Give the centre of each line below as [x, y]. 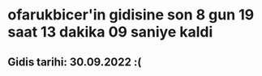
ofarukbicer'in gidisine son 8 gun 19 [131, 15]
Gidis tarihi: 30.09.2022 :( [75, 62]
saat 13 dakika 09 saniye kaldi [110, 32]
